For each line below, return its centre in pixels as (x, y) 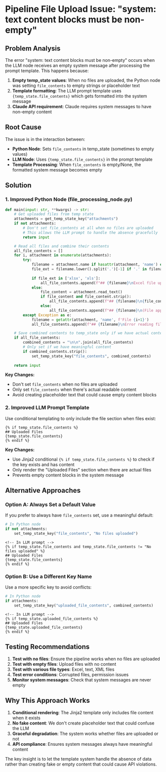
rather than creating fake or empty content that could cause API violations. (81, 764)
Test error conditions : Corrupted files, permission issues (70, 674)
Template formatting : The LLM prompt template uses (67, 91)
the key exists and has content (43, 464)
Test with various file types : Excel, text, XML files (63, 669)
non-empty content (32, 112)
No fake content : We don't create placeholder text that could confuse (83, 723)
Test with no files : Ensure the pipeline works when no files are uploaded (86, 659)
